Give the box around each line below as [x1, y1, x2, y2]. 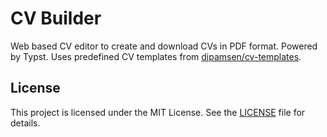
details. [10, 117, 41, 129]
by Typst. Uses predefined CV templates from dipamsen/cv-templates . [10, 50, 302, 62]
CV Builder [10, 7, 102, 30]
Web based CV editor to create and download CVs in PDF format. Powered [10, 40, 318, 52]
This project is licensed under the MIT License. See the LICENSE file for [10, 106, 306, 118]
